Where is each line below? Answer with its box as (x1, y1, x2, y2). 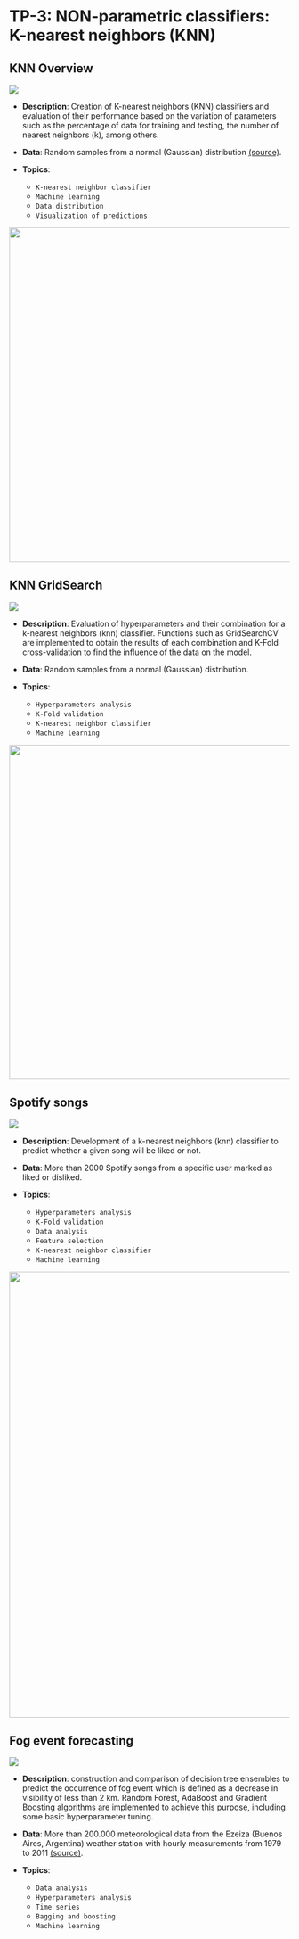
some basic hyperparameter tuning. (21, 1811, 154, 1822)
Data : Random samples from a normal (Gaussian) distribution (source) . (21, 147, 282, 157)
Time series (35, 1902, 80, 1912)
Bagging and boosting (35, 1912, 116, 1921)
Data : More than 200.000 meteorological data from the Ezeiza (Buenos (21, 1828, 283, 1839)
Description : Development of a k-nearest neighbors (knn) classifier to (21, 1135, 279, 1146)
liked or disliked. (21, 1171, 83, 1183)
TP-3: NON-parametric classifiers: (9, 6, 271, 27)
